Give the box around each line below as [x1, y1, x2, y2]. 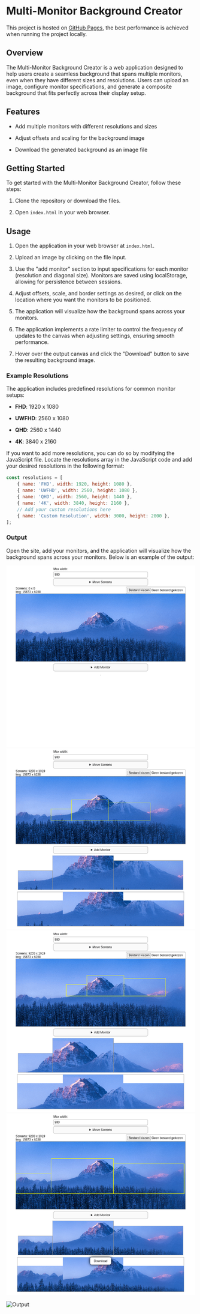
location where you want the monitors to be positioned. [14, 296, 151, 304]
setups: [6, 391, 25, 399]
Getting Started [6, 163, 65, 173]
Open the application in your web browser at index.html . [14, 242, 154, 250]
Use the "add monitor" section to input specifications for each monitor [14, 265, 189, 273]
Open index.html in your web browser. [14, 209, 111, 216]
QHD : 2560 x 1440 [14, 426, 61, 433]
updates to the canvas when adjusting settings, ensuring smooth [14, 332, 175, 340]
